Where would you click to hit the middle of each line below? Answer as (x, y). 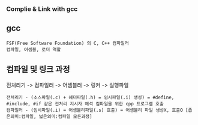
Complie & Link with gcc (42, 9)
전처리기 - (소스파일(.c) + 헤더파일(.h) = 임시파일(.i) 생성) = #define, (90, 97)
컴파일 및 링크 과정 (38, 70)
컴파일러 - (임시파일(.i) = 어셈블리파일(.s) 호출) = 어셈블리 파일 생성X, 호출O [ (97, 110)
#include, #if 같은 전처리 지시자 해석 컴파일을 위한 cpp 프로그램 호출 (85, 103)
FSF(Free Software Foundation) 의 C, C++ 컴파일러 (67, 43)
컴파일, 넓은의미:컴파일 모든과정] (56, 116)
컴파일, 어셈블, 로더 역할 (34, 50)
